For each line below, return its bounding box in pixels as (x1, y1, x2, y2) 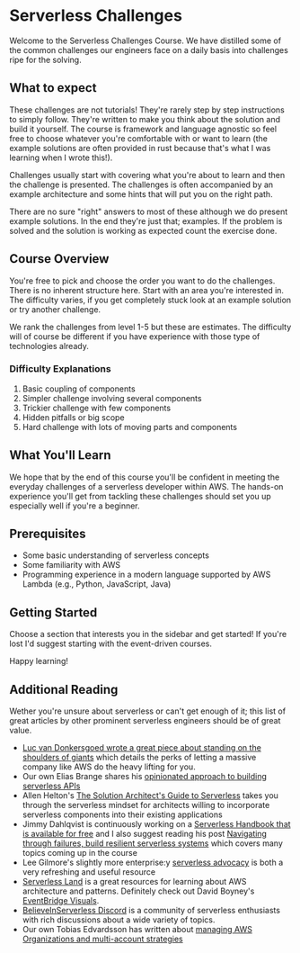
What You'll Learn (9, 447, 111, 463)
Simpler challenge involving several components (22, 392, 202, 403)
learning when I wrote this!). (9, 152, 113, 163)
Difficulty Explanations (9, 363, 111, 375)
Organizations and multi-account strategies (22, 933, 183, 945)
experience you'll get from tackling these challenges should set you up (9, 490, 271, 501)
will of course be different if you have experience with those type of (9, 330, 260, 342)
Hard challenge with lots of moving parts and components (22, 421, 238, 432)
